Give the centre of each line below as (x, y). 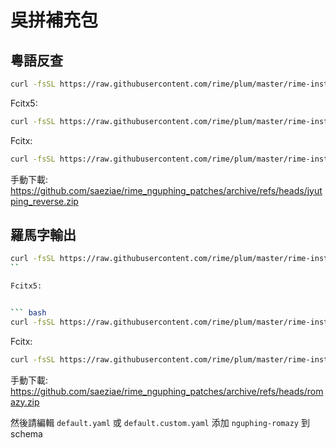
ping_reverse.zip (44, 201)
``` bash (28, 313)
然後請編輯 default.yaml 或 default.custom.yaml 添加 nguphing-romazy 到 (160, 422)
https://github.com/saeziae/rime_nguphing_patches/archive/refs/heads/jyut (166, 190)
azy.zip (25, 402)
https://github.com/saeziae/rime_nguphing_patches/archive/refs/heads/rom (167, 391)
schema (26, 433)
